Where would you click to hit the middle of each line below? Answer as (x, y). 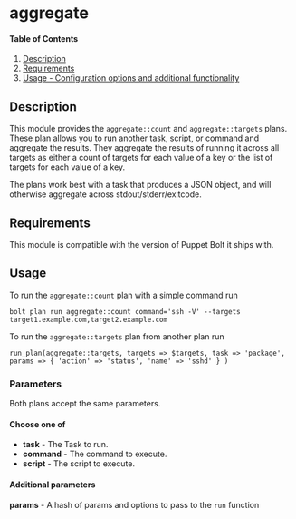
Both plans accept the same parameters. (85, 404)
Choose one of (38, 424)
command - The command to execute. (95, 454)
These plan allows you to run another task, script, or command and (134, 138)
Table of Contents (44, 38)
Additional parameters (53, 485)
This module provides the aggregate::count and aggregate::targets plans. (148, 129)
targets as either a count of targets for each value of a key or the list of (141, 158)
